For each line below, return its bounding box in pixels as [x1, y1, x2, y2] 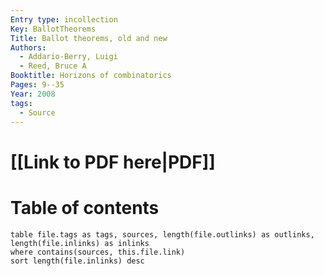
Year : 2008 [10, 89, 56, 99]
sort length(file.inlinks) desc [10, 256, 145, 266]
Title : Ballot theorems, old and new [10, 33, 168, 43]
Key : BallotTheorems [10, 24, 97, 34]
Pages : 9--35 [10, 80, 65, 90]
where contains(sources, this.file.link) [10, 247, 186, 257]
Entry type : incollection [10, 14, 118, 25]
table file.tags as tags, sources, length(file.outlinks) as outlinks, [10, 229, 315, 240]
